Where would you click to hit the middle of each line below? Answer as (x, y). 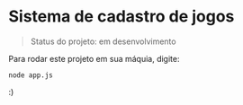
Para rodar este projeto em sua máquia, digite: (94, 58)
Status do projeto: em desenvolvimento (103, 41)
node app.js (31, 75)
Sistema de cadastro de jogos (121, 17)
